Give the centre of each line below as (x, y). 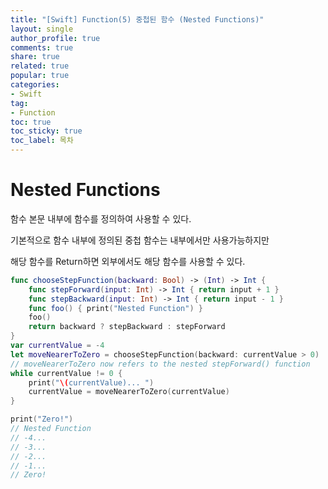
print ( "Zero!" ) (42, 419)
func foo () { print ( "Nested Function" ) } (115, 308)
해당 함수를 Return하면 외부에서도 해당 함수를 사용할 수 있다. (128, 261)
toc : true (31, 122)
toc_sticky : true (46, 131)
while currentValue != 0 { (66, 373)
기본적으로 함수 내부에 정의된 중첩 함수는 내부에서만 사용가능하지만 (140, 240)
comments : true (42, 47)
